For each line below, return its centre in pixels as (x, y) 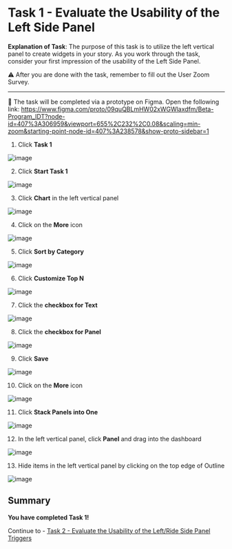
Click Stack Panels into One (58, 412)
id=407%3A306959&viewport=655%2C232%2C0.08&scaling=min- (104, 124)
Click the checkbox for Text (58, 305)
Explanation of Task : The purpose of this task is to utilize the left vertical (111, 46)
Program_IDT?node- (36, 116)
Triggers (20, 538)
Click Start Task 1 (43, 171)
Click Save (33, 358)
